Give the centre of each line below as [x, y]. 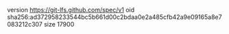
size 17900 [59, 24]
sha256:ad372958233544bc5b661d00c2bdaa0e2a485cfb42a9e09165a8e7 [114, 17]
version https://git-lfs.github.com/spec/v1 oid [71, 10]
